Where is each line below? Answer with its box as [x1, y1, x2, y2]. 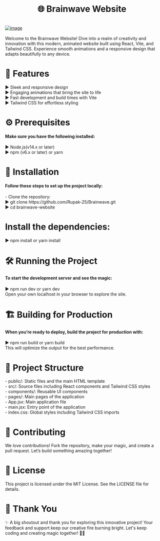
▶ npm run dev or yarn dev [5, 286, 60, 291]
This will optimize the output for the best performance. [5, 345, 115, 351]
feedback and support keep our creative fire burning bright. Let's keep [5, 525, 147, 531]
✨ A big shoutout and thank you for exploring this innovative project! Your [5, 520, 153, 525]
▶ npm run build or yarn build [5, 340, 65, 346]
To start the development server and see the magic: [5, 275, 112, 281]
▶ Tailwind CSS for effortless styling [5, 100, 79, 105]
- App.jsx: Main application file [5, 399, 67, 405]
